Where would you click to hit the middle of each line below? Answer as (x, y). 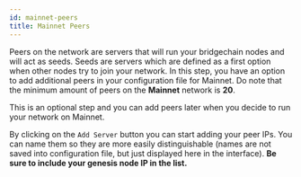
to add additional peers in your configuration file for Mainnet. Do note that (146, 80)
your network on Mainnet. (57, 117)
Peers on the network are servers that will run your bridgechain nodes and (147, 51)
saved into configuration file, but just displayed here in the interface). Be (143, 153)
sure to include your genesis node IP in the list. (98, 163)
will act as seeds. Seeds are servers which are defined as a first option (140, 61)
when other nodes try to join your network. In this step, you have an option (147, 71)
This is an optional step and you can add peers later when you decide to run (150, 107)
